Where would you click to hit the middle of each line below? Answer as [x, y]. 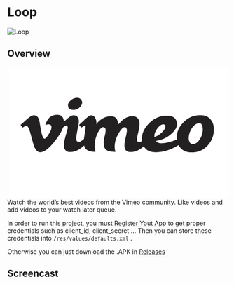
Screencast [33, 274]
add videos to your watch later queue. [62, 209]
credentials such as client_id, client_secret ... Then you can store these [109, 230]
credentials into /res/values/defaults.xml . [70, 238]
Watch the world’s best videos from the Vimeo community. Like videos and [115, 202]
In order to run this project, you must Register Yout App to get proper [106, 223]
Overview [29, 54]
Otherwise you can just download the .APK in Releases [87, 251]
